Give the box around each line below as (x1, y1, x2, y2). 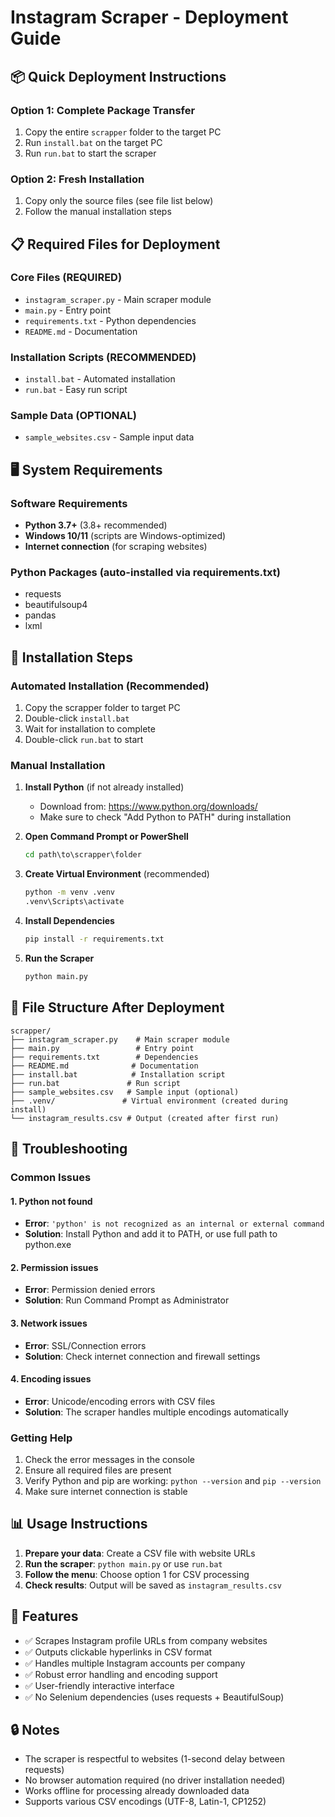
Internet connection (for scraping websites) (24, 541, 208, 553)
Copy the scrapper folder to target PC (24, 702, 181, 714)
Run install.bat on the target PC (24, 136, 163, 148)
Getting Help (10, 1431, 73, 1445)
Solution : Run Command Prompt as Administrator (24, 1294, 230, 1306)
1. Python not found (10, 1195, 93, 1207)
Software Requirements (10, 496, 128, 510)
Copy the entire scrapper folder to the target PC (24, 126, 222, 138)
